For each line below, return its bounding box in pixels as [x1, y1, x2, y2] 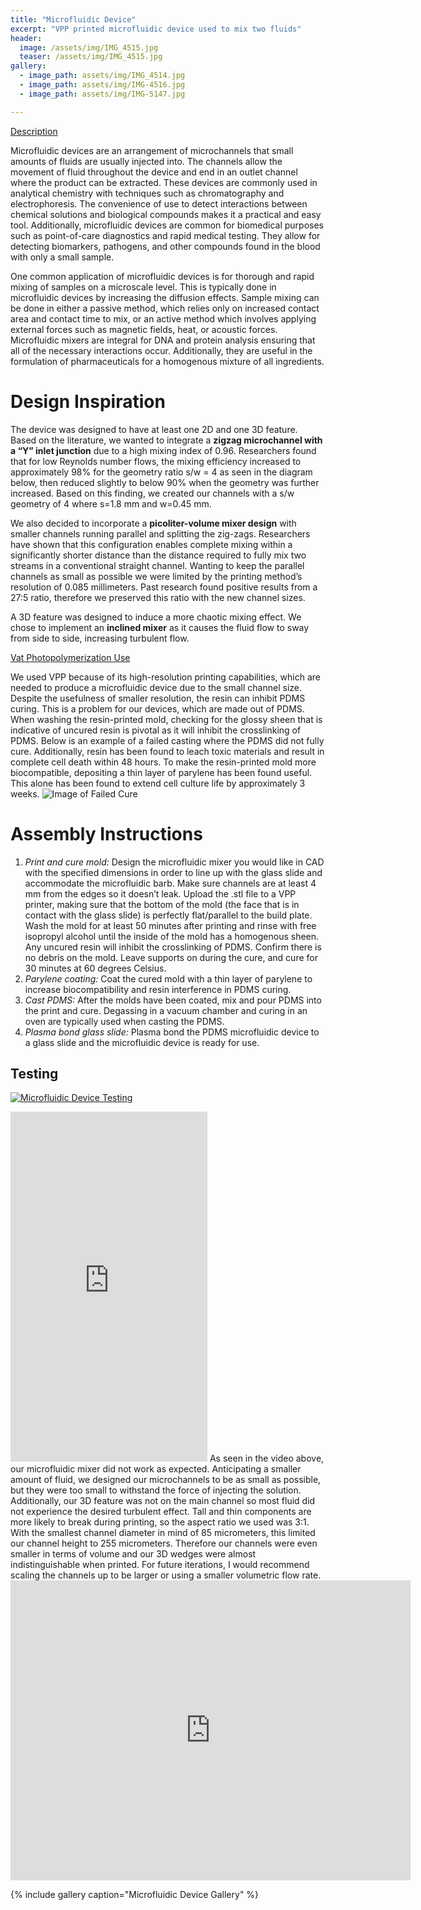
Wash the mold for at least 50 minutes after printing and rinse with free [24, 919, 317, 931]
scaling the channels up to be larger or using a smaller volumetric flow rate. [10, 1569, 322, 1581]
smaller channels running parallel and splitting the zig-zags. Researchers [10, 527, 311, 540]
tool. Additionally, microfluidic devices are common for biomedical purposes [10, 219, 325, 231]
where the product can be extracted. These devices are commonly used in [10, 176, 318, 188]
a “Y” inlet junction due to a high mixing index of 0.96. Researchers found [10, 444, 317, 456]
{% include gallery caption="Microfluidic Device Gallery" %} [10, 1889, 260, 1901]
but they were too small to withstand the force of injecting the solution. [10, 1484, 302, 1496]
